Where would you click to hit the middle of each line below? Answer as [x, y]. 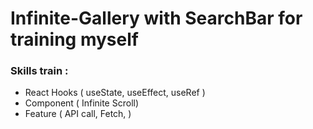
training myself [74, 39]
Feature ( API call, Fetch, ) [78, 114]
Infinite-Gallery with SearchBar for [156, 18]
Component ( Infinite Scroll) [82, 103]
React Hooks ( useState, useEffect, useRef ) [115, 93]
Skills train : [39, 71]
